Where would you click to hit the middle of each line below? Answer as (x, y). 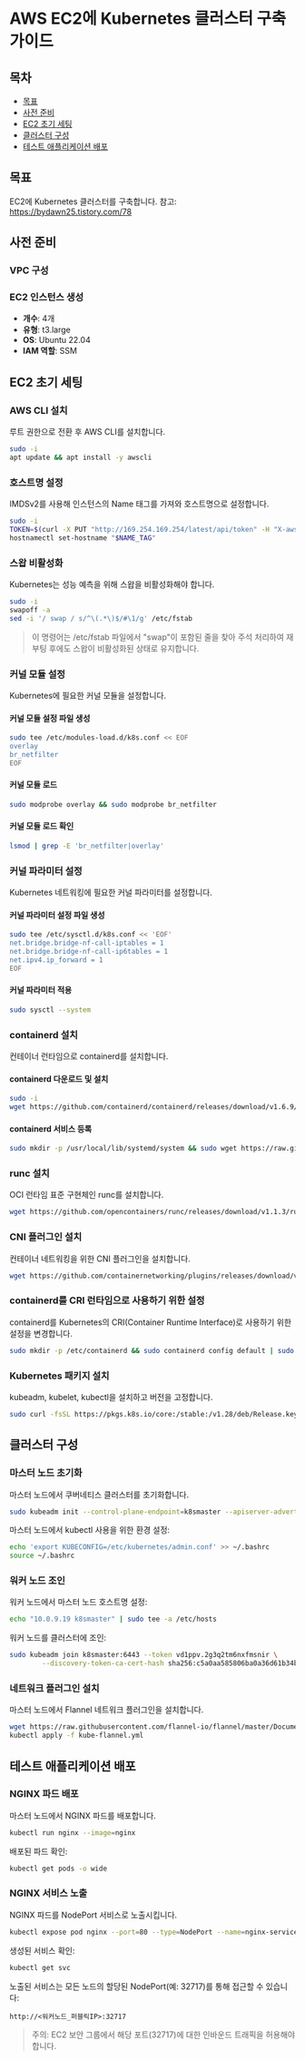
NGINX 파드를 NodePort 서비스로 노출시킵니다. (93, 1915)
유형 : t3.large (46, 330)
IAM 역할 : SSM (49, 351)
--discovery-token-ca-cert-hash (103, 1663)
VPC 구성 (29, 270)
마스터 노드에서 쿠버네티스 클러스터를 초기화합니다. (99, 1495)
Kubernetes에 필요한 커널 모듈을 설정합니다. (88, 696)
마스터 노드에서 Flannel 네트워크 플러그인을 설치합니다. (107, 1710)
